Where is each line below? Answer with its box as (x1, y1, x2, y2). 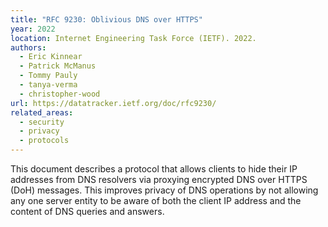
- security (19, 117, 65, 127)
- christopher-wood (19, 89, 101, 99)
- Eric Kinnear (19, 52, 83, 62)
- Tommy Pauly (19, 71, 78, 81)
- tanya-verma (19, 80, 78, 90)
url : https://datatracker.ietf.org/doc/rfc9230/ (10, 98, 217, 108)
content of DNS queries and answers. (10, 206, 165, 217)
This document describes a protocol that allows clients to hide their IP (10, 163, 298, 175)
